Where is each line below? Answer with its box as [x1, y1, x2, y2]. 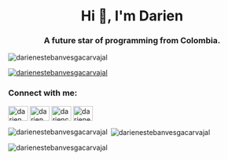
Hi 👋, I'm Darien [81, 7, 183, 25]
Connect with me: [8, 88, 78, 99]
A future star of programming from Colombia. [43, 35, 221, 46]
